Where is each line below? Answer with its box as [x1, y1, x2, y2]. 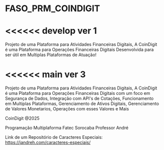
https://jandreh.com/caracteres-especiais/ [5, 140, 91, 146]
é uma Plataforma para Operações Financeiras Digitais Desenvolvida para [5, 47, 154, 53]
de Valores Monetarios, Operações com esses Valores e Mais [5, 106, 129, 112]
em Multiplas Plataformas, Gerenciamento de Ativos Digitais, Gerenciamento [5, 101, 159, 107]
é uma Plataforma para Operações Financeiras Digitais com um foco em [5, 90, 150, 96]
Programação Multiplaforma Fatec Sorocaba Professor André [5, 125, 129, 131]
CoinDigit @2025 [5, 115, 40, 121]
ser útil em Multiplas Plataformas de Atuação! [5, 52, 97, 58]
